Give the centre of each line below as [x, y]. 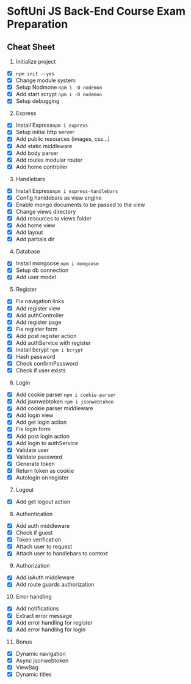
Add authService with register [53, 343]
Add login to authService [47, 443]
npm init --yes [35, 74]
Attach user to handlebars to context [62, 554]
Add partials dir [35, 239]
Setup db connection [42, 270]
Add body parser [37, 153]
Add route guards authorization [55, 584]
